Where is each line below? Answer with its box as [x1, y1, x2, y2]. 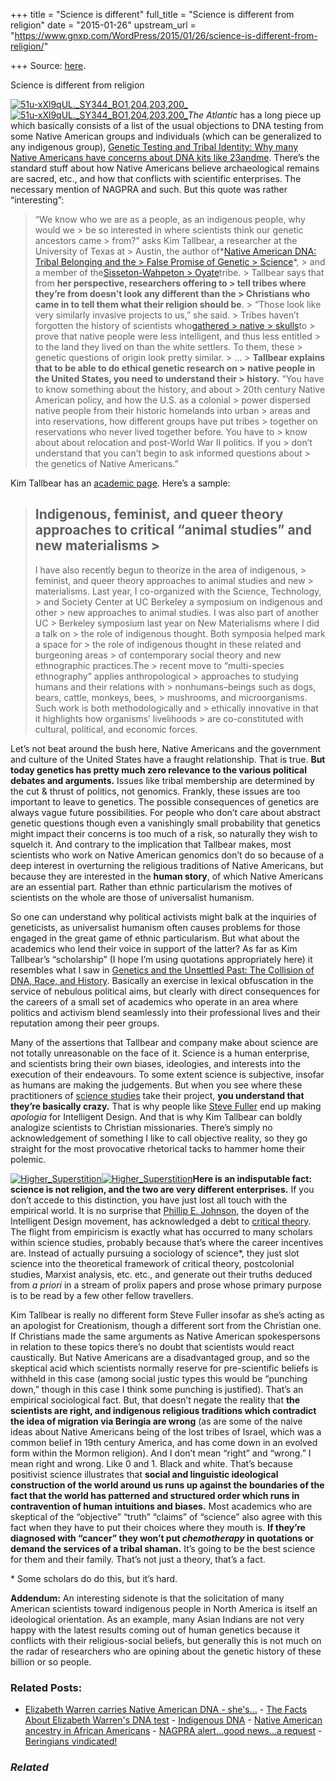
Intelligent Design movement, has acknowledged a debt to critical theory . [10, 1215, 312, 1227]
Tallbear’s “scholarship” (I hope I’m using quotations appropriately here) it [10, 953, 313, 965]
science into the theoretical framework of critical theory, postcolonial [10, 1257, 295, 1269]
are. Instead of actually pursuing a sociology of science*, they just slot [10, 1247, 300, 1259]
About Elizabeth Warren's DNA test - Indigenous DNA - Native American [24, 1714, 323, 1726]
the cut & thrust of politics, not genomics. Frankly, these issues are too [10, 785, 301, 797]
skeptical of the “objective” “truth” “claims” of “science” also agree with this [10, 1510, 323, 1523]
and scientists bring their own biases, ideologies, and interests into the [10, 1057, 301, 1069]
